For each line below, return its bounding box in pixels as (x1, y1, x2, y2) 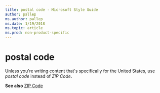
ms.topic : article (5, 26, 43, 31)
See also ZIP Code (5, 83, 43, 89)
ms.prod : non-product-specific (5, 30, 70, 35)
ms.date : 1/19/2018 (5, 21, 45, 26)
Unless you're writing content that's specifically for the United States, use (5, 68, 156, 74)
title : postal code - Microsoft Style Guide (5, 7, 98, 12)
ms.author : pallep (5, 16, 43, 21)
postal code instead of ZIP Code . (5, 73, 73, 79)
